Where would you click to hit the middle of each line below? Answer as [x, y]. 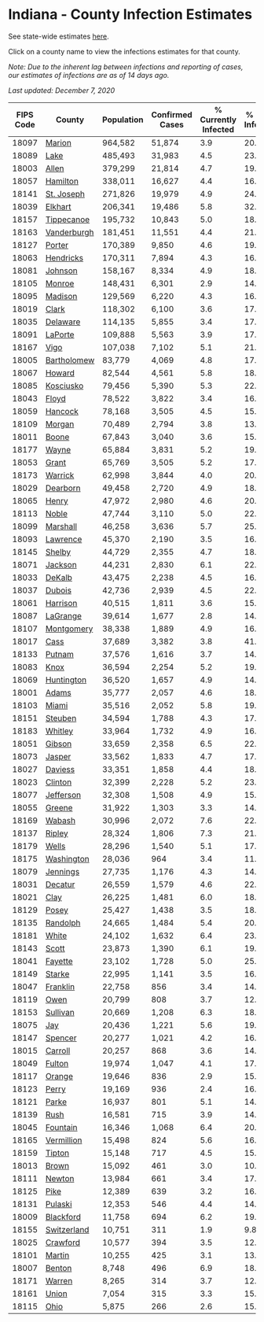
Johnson [62, 271]
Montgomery [69, 629]
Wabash [60, 820]
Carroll [58, 1051]
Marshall [61, 526]
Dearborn [63, 488]
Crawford [63, 1243]
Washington [67, 859]
